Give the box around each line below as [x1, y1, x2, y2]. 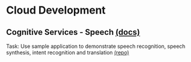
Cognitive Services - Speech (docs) [6, 27, 140, 37]
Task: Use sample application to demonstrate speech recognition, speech [6, 43, 186, 50]
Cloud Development [6, 4, 106, 17]
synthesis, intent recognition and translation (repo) [6, 49, 130, 56]
